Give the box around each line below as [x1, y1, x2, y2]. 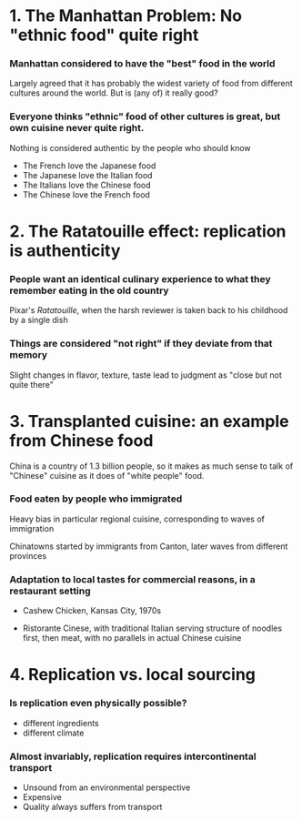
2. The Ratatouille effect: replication [9, 220, 287, 241]
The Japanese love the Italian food [22, 169, 153, 180]
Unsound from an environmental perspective [22, 782, 191, 793]
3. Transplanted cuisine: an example [9, 410, 289, 431]
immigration [9, 522, 55, 533]
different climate [22, 727, 85, 738]
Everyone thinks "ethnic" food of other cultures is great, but [9, 110, 281, 123]
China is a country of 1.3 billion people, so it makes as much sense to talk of [9, 461, 294, 471]
